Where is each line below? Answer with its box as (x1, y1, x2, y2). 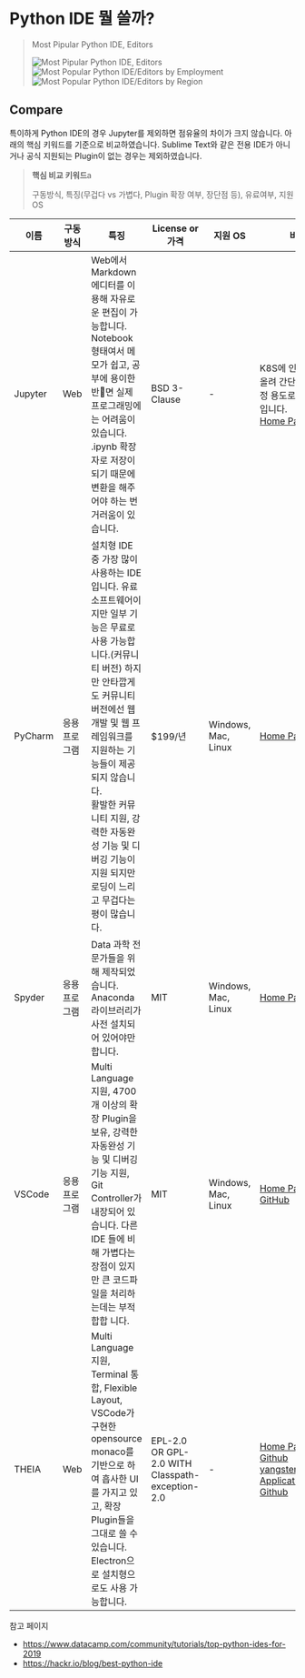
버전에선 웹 (90, 702, 136, 715)
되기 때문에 (90, 467, 136, 480)
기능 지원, (90, 1166, 130, 1179)
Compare (9, 102, 64, 118)
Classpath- (151, 1468, 201, 1481)
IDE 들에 (90, 1232, 125, 1245)
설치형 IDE (90, 538, 133, 551)
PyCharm (14, 729, 54, 742)
